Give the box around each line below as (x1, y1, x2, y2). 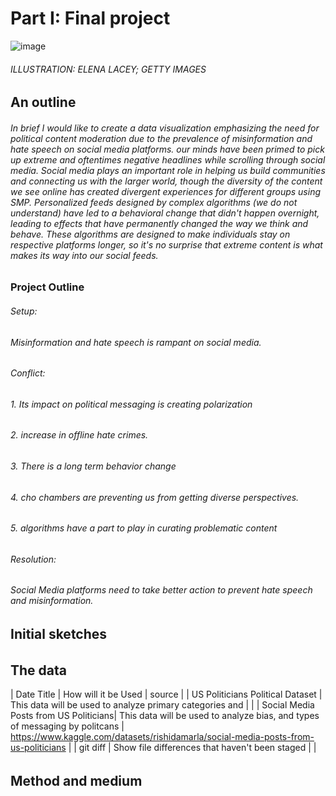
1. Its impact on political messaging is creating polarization (10, 398, 253, 410)
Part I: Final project (10, 7, 171, 30)
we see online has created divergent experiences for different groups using (10, 185, 322, 197)
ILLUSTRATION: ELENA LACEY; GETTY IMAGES (10, 63, 207, 75)
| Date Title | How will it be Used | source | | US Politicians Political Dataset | (10, 688, 323, 701)
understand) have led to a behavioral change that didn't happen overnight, (10, 207, 320, 219)
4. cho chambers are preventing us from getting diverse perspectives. (10, 491, 300, 503)
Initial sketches (10, 626, 108, 643)
